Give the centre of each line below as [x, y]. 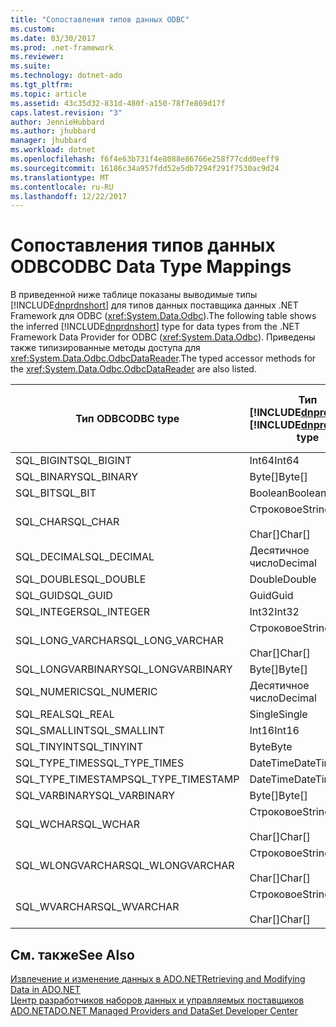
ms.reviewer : [37, 57]
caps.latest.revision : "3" [66, 112]
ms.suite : [31, 66]
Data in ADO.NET [45, 989]
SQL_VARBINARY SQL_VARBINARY [95, 796]
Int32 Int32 [274, 612]
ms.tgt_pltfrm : [42, 85]
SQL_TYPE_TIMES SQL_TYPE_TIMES [100, 763]
